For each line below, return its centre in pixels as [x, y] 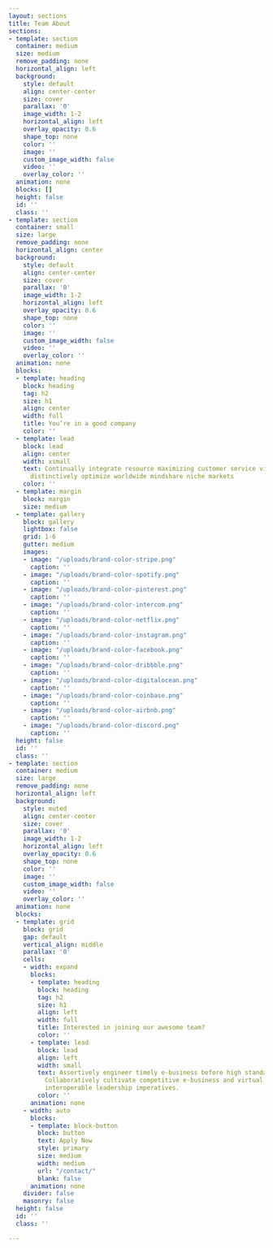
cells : [34, 960]
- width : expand [51, 967]
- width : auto [47, 1110]
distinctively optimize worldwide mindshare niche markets [132, 477]
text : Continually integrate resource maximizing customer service [139, 469]
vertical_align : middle [63, 944]
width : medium [61, 1163]
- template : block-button [74, 1125]
